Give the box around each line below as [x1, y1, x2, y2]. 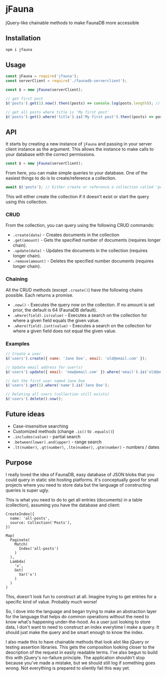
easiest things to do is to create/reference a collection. [5, 175, 116, 181]
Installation [5, 34, 41, 42]
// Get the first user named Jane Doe [5, 378, 85, 383]
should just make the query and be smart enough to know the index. [5, 629, 144, 635]
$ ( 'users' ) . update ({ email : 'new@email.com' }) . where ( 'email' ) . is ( [5, 369, 147, 374]
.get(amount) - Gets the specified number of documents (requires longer [12, 237, 161, 243]
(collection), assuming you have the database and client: [5, 502, 120, 508]
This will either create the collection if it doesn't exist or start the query [5, 194, 149, 200]
